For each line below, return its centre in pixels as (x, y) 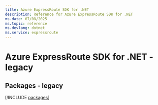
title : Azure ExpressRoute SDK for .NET (47, 10)
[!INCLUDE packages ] (27, 97)
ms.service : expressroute (32, 33)
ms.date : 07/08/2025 (26, 19)
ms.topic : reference (26, 23)
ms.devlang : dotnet (25, 28)
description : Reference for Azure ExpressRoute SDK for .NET (69, 14)
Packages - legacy (34, 86)
